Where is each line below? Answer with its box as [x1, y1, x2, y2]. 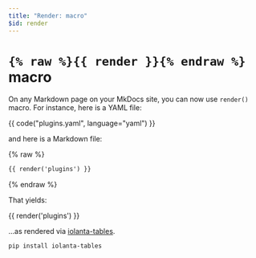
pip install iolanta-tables [8, 242, 103, 250]
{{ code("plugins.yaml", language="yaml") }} [8, 118, 156, 129]
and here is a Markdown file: [8, 134, 103, 144]
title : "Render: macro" [8, 11, 88, 20]
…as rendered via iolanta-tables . [8, 227, 116, 236]
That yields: [8, 195, 47, 205]
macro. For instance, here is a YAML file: [8, 103, 142, 113]
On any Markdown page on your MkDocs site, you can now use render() [8, 94, 249, 104]
